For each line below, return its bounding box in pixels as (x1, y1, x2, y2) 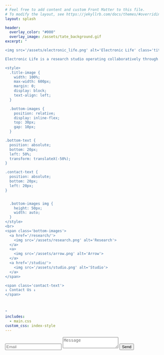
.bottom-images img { (9, 201, 54, 206)
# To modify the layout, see (5, 12, 64, 17)
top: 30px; (14, 120, 36, 125)
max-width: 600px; (14, 79, 51, 84)
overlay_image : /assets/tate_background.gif (9, 34, 102, 39)
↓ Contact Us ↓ (5, 288, 36, 293)
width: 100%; (14, 75, 41, 80)
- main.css (9, 319, 32, 324)
